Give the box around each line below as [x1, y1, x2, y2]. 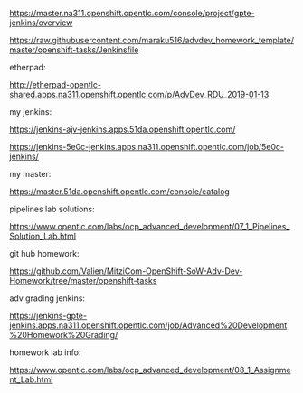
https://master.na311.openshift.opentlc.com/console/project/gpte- [9, 8, 255, 18]
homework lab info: [9, 347, 81, 358]
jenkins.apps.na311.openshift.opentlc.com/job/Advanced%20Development [9, 320, 288, 331]
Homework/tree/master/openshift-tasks [9, 276, 157, 285]
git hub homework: [9, 248, 80, 258]
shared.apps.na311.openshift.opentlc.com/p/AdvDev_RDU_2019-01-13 [9, 89, 270, 99]
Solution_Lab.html [9, 230, 77, 241]
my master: [9, 169, 52, 179]
